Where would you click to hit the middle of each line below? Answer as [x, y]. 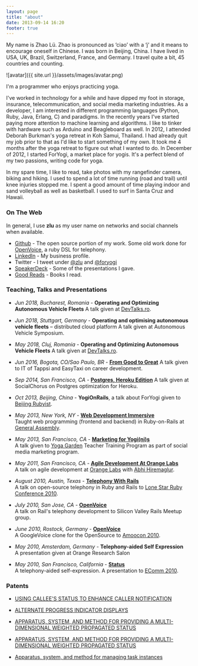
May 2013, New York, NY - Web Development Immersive [85, 415]
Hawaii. [15, 197]
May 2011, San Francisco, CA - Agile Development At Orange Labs [96, 463]
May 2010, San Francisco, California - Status [70, 564]
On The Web [24, 213]
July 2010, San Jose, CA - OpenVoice [61, 505]
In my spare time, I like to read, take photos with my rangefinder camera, [94, 172]
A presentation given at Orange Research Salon [72, 553]
